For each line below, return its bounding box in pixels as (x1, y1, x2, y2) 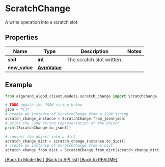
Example (5, 81, 32, 89)
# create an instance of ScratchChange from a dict (5, 143, 113, 148)
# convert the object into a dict (5, 134, 76, 139)
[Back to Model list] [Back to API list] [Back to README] (5, 157, 118, 163)
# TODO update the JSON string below (5, 102, 82, 108)
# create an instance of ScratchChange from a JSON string (5, 112, 129, 117)
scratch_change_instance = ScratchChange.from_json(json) (5, 116, 126, 121)
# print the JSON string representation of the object (5, 120, 120, 125)
